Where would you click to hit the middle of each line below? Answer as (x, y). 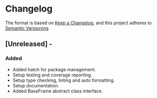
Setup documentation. (36, 85)
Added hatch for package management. (54, 69)
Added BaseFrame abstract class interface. (57, 91)
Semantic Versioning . (27, 28)
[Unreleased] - (29, 44)
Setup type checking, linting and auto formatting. (64, 80)
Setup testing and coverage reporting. (52, 75)
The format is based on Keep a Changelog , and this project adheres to (78, 23)
